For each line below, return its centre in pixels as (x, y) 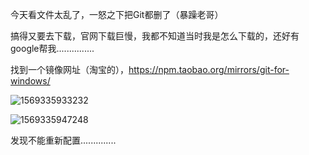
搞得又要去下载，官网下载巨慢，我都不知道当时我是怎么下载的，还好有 (155, 36)
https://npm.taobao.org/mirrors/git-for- (209, 69)
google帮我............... (52, 48)
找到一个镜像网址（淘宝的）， (69, 69)
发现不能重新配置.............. (63, 140)
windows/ (30, 81)
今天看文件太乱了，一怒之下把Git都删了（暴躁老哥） (117, 14)
